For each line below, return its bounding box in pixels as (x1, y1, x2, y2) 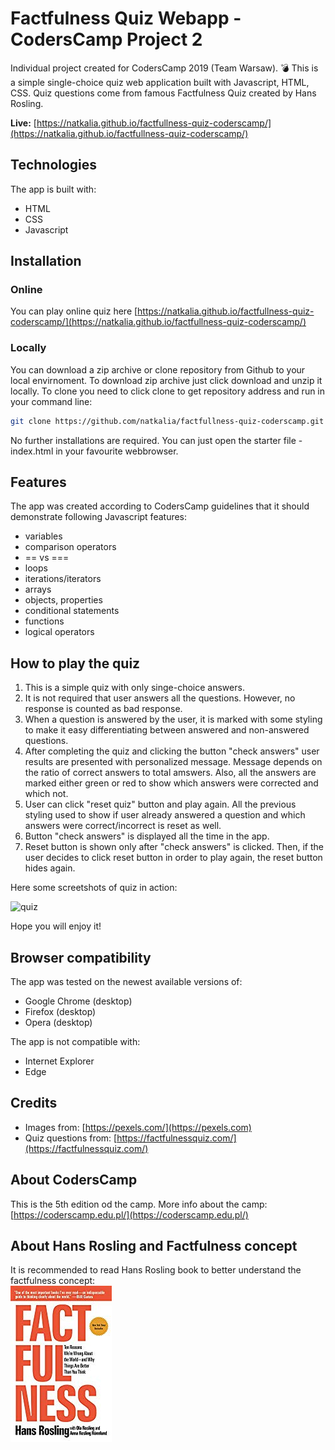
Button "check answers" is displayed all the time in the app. (24, 830, 270, 842)
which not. (24, 788, 69, 800)
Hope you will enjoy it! (10, 920, 102, 932)
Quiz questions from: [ (24, 1132, 118, 1144)
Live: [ (10, 117, 37, 129)
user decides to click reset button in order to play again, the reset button (24, 852, 323, 864)
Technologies (10, 157, 98, 174)
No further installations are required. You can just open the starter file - (10, 434, 303, 446)
